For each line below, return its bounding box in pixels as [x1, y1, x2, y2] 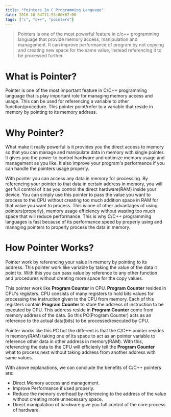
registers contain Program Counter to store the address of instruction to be [5, 302, 164, 308]
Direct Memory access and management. [12, 380, 100, 386]
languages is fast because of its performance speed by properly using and [5, 219, 162, 225]
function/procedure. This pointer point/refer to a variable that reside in [5, 104, 153, 110]
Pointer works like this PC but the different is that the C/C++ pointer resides [5, 328, 164, 334]
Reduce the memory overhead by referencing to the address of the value [12, 391, 166, 397]
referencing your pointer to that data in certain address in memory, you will [5, 181, 163, 187]
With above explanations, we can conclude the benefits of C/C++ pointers [5, 364, 162, 371]
